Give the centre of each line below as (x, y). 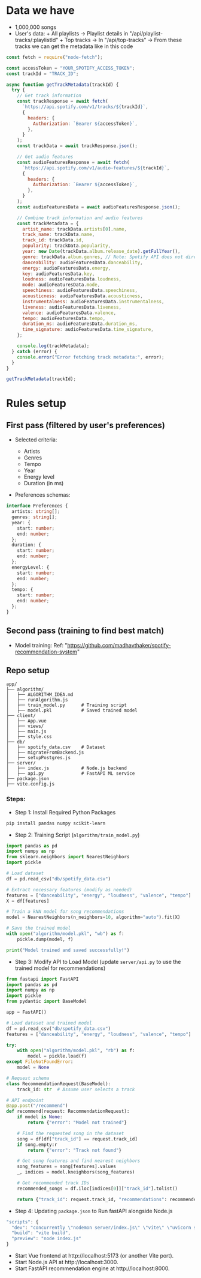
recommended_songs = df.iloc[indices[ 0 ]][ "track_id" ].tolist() (98, 1189)
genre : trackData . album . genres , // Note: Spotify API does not (103, 257)
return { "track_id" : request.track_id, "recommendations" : (92, 1199)
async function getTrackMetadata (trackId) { (63, 85)
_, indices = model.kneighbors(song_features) (76, 1172)
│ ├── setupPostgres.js (38, 758)
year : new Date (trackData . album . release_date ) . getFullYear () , (101, 252)
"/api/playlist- (146, 33)
